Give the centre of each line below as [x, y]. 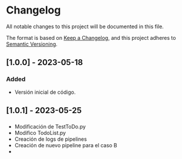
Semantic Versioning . [32, 44]
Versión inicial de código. [45, 92]
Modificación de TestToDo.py [50, 126]
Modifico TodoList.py [40, 133]
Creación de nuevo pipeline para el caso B [66, 145]
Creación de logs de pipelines [50, 139]
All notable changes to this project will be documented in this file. [85, 26]
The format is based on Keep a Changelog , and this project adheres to [91, 38]
